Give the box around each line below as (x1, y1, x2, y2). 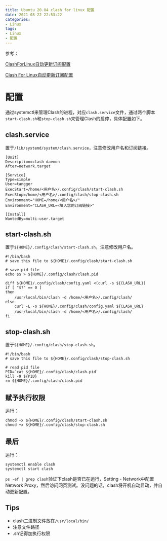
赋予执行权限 (5, 393, 46, 402)
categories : (5, 17, 30, 22)
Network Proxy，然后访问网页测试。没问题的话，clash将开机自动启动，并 (5, 482, 158, 488)
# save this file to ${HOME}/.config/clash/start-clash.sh (5, 259, 133, 264)
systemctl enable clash (5, 462, 56, 467)
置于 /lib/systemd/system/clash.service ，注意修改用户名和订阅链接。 (5, 145, 151, 151)
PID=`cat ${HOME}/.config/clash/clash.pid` (5, 370, 99, 375)
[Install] (5, 211, 26, 217)
